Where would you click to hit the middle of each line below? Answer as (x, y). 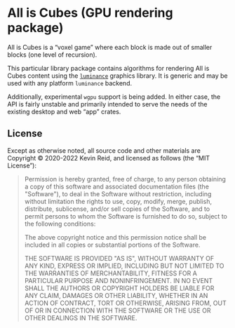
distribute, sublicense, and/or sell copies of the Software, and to (117, 209)
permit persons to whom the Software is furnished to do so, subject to (126, 216)
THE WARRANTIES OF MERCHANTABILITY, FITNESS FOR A (111, 273)
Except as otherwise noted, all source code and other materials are (104, 150)
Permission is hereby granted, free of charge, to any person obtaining (125, 179)
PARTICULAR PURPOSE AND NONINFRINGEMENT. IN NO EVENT (119, 280)
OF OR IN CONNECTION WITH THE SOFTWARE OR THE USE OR (117, 310)
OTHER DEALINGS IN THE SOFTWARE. (81, 317)
